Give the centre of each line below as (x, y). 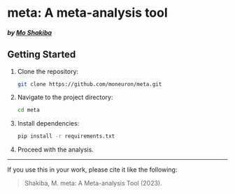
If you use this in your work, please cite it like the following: (92, 170)
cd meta (28, 110)
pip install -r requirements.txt (66, 136)
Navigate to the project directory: (65, 97)
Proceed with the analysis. (56, 150)
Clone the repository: (48, 71)
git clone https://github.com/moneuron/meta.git (90, 84)
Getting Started (42, 55)
